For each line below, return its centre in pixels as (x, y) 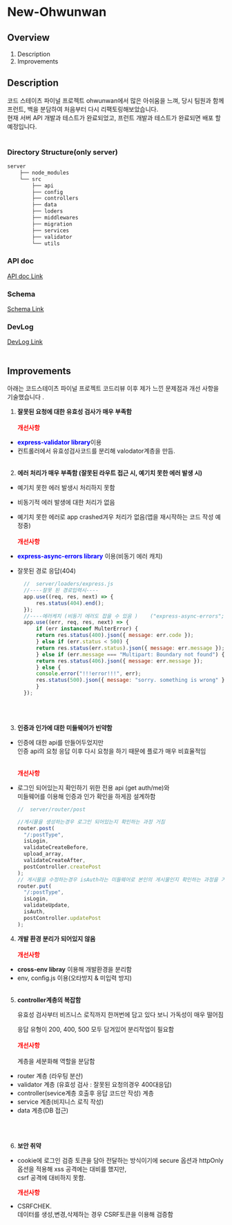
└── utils (46, 243)
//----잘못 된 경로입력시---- (61, 591)
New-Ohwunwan (57, 12)
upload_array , (44, 854)
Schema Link (26, 309)
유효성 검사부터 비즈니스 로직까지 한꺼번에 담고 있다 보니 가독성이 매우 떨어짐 (120, 1015)
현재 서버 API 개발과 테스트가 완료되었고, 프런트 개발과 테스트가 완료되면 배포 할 (114, 117)
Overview (29, 38)
